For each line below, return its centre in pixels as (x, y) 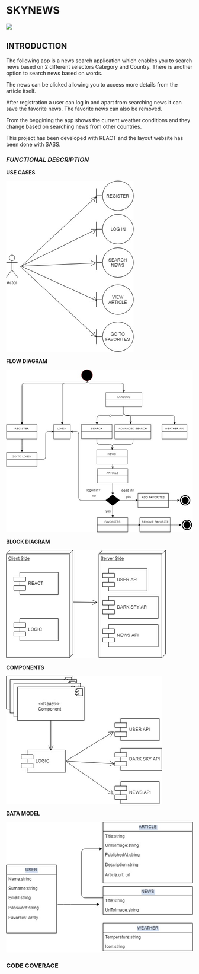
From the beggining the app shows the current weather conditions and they (98, 120)
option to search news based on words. (54, 73)
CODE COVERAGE (33, 966)
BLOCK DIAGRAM (28, 542)
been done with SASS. (33, 144)
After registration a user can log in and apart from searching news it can (94, 102)
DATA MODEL (23, 813)
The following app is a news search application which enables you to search (99, 61)
